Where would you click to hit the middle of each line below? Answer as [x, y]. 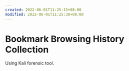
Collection [27, 49]
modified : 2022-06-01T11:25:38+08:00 [44, 14]
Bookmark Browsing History [65, 39]
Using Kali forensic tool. [29, 63]
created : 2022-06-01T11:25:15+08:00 [43, 10]
